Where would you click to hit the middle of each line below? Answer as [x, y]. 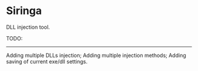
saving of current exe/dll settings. [47, 61]
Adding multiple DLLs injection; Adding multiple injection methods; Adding [96, 55]
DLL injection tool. [28, 27]
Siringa [24, 11]
